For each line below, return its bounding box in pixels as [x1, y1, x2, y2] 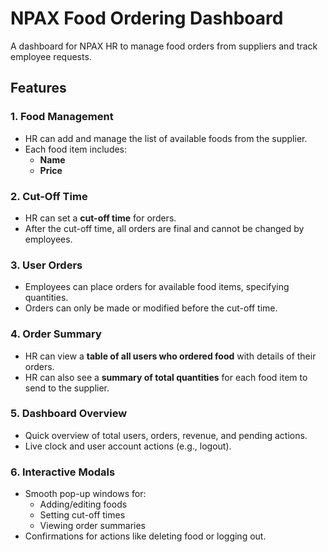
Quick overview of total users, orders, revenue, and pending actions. [24, 429, 308, 441]
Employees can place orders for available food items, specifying [24, 281, 290, 293]
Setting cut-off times [39, 509, 126, 521]
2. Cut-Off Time [10, 189, 88, 203]
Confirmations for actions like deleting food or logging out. [24, 530, 267, 542]
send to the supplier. [24, 382, 110, 394]
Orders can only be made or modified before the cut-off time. [24, 302, 278, 314]
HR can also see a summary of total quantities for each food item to [24, 371, 308, 383]
